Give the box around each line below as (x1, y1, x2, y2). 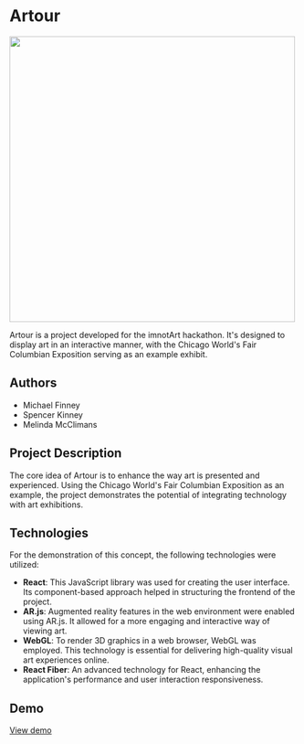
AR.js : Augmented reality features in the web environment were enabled (22, 606, 295, 617)
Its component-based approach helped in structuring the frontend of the (22, 587, 296, 598)
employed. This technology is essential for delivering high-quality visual (22, 645, 294, 656)
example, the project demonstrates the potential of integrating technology (9, 489, 288, 500)
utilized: (9, 559, 39, 570)
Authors (9, 376, 58, 391)
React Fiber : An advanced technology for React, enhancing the (22, 664, 261, 675)
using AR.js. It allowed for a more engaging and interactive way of (22, 616, 271, 627)
